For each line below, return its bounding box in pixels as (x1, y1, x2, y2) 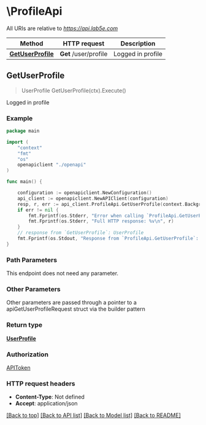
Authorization (6, 350, 49, 359)
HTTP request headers (6, 379, 75, 388)
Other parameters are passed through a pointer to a (6, 299, 137, 306)
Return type (6, 321, 43, 329)
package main (6, 128, 40, 135)
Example (6, 114, 33, 122)
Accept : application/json (15, 400, 78, 407)
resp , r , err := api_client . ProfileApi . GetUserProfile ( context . (17, 201, 185, 207)
